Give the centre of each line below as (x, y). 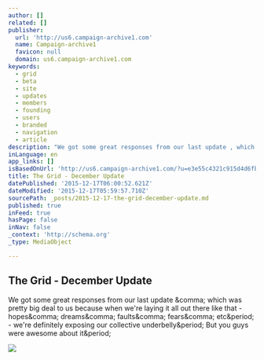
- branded (31, 125)
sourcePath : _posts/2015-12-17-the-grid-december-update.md (109, 198)
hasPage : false (33, 220)
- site (26, 88)
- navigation (37, 132)
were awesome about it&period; (60, 333)
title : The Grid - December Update (66, 176)
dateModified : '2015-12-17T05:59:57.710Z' (79, 191)
